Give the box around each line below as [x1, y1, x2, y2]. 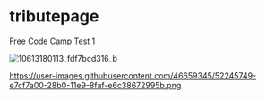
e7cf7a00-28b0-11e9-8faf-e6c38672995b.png [9, 79, 182, 90]
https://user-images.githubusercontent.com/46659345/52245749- [9, 70, 257, 81]
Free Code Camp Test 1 [9, 36, 96, 46]
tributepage [9, 6, 99, 27]
